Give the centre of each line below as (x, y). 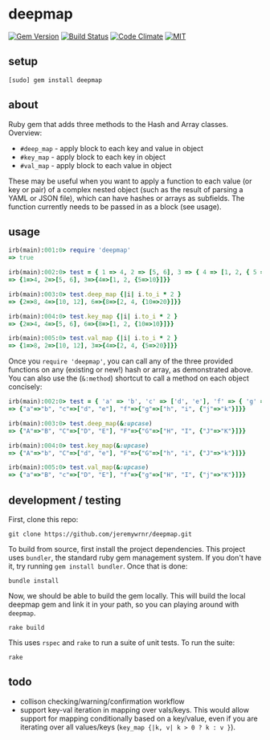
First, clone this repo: (43, 519)
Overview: (25, 133)
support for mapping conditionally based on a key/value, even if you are (139, 718)
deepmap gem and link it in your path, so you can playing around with (124, 604)
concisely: (25, 387)
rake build (27, 627)
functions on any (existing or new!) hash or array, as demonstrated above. (131, 370)
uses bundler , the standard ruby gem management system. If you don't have (135, 557)
